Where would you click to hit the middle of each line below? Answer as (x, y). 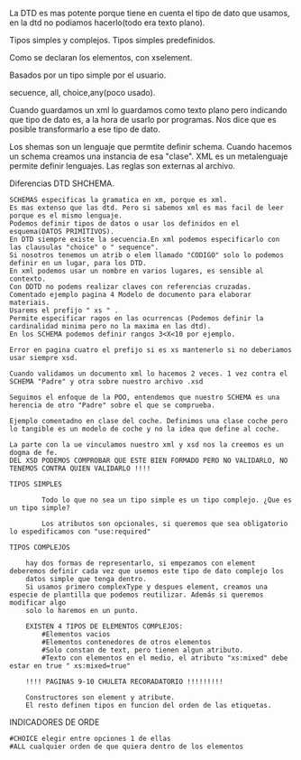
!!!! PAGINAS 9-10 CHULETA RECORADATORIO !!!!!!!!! (124, 681)
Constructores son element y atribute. (100, 698)
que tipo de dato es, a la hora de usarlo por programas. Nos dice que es (143, 120)
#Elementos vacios (76, 635)
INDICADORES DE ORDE (55, 722)
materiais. (30, 302)
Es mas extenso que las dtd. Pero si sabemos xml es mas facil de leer (146, 208)
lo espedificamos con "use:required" (80, 532)
